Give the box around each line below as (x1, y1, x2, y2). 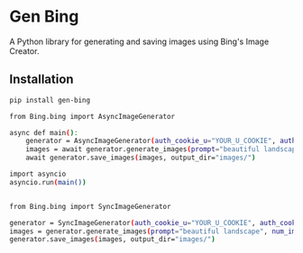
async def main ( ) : (9, 128, 78, 137)
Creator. (9, 45, 40, 56)
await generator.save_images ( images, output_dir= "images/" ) (25, 153, 256, 163)
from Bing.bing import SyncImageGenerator (9, 202, 171, 211)
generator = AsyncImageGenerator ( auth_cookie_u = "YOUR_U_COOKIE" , (25, 137, 277, 146)
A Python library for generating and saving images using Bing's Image (9, 36, 270, 47)
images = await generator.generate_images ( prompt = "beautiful (25, 145, 260, 154)
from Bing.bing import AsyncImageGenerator (9, 112, 176, 121)
